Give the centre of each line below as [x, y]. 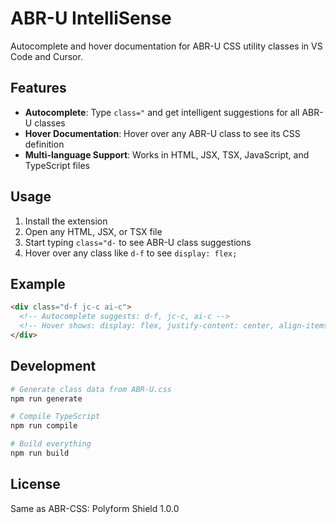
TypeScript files [57, 165]
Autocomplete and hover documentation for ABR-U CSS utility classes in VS [166, 46]
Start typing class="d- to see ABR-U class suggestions [138, 242]
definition [44, 144]
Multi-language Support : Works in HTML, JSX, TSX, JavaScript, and [167, 154]
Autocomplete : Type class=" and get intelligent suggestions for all [162, 112]
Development [53, 366]
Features [38, 88]
